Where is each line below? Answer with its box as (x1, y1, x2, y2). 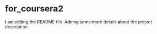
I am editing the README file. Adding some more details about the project (5, 19, 152, 25)
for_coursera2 (5, 3, 64, 14)
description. (5, 24, 29, 29)
